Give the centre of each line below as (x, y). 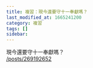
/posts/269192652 (29, 59)
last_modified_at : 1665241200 (44, 17)
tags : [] (17, 29)
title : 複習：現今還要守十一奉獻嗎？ (47, 12)
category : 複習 (24, 23)
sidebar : (17, 34)
